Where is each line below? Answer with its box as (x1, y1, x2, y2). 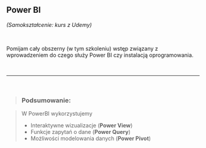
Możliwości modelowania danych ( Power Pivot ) (30, 135, 151, 142)
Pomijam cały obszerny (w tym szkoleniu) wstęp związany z (6, 45, 158, 52)
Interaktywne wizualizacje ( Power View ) (30, 122, 133, 129)
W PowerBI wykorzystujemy (21, 110, 93, 117)
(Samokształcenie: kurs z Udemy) (6, 21, 92, 28)
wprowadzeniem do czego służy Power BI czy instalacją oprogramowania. (6, 51, 194, 59)
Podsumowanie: (21, 96, 71, 105)
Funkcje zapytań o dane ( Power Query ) (30, 128, 131, 136)
